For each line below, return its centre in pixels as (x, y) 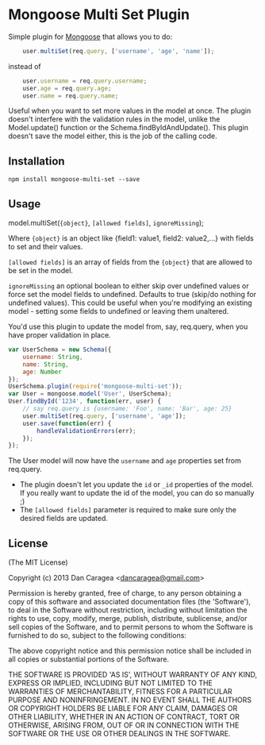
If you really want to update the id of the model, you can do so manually (137, 493)
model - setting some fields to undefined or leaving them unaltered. (119, 311)
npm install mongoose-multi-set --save (74, 179)
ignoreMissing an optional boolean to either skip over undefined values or (129, 286)
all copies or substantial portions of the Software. (88, 659)
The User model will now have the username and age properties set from (125, 461)
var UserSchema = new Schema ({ (60, 350)
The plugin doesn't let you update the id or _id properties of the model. (136, 484)
